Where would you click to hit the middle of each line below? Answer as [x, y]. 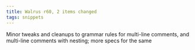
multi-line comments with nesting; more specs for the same [79, 40]
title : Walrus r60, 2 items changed [51, 12]
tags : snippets [25, 17]
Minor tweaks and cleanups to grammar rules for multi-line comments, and [98, 34]
